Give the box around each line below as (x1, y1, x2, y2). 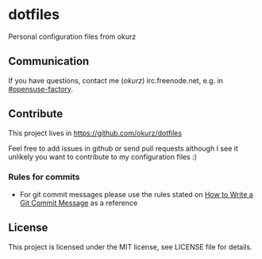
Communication (8, 55, 90, 68)
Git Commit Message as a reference (19, 198, 138, 208)
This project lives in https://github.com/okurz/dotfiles (8, 128, 183, 138)
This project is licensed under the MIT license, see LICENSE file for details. (8, 242, 252, 251)
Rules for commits (8, 172, 80, 183)
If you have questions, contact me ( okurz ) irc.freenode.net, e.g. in (8, 75, 224, 85)
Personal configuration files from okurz (8, 32, 137, 41)
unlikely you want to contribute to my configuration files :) (8, 152, 197, 162)
